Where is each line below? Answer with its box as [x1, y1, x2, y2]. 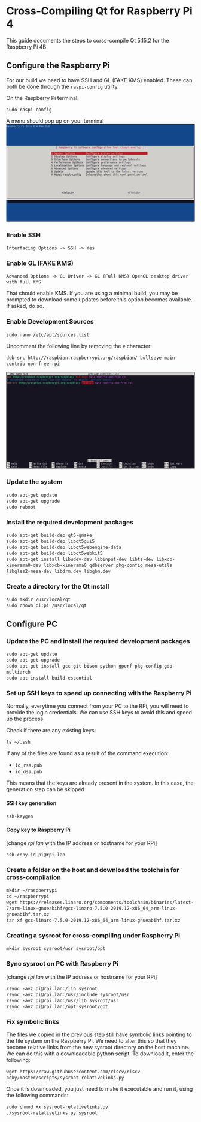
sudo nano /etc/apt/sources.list [6, 331, 90, 338]
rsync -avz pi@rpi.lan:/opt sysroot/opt [6, 1003, 109, 1009]
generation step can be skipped [6, 786, 85, 793]
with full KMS [6, 279, 42, 285]
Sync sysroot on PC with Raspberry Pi [6, 960, 118, 968]
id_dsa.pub [14, 769, 42, 775]
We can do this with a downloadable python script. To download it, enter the [6, 1050, 194, 1057]
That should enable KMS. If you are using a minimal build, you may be [6, 289, 178, 297]
